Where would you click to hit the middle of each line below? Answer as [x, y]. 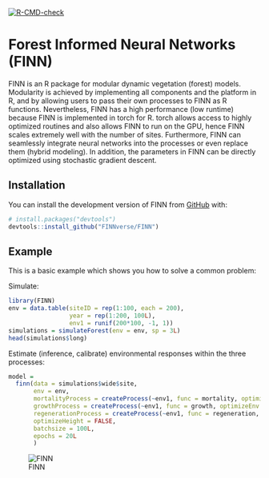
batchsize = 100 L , [64, 428]
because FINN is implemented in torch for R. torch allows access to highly [130, 118]
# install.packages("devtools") [62, 219]
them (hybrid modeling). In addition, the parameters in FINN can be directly [132, 151]
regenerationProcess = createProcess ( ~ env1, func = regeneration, [147, 413]
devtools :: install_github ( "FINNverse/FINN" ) [84, 227]
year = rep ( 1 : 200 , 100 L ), [112, 316]
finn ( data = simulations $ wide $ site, [76, 384]
